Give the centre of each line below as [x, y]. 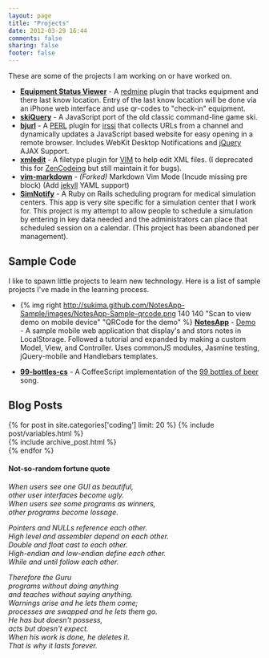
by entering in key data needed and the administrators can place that [134, 219]
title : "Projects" [39, 23]
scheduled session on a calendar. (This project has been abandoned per [139, 228]
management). [44, 236]
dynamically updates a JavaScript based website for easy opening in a [137, 134]
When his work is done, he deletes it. [69, 637]
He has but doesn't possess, [56, 619]
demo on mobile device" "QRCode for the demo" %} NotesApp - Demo [138, 322]
